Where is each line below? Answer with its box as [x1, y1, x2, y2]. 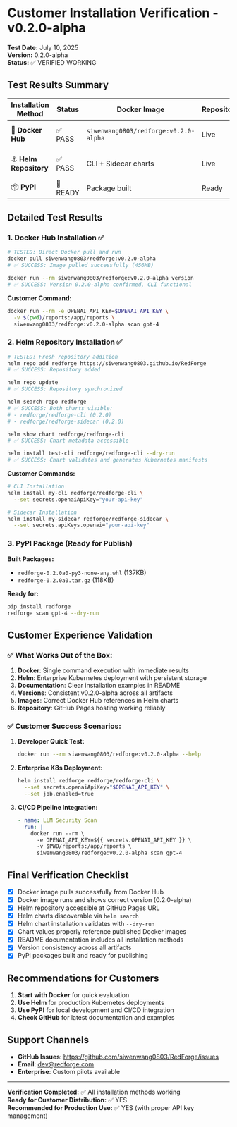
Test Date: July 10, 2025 [7, 43, 79, 51]
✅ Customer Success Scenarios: [7, 721, 121, 731]
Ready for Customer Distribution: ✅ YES [7, 1096, 128, 1104]
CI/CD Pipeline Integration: [17, 803, 98, 811]
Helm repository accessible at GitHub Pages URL [17, 904, 160, 912]
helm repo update [7, 379, 59, 386]
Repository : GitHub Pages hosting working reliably [17, 703, 166, 713]
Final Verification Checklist [7, 869, 129, 881]
